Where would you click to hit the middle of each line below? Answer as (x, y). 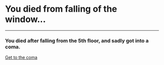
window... (26, 19)
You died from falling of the (61, 9)
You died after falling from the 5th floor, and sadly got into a (77, 41)
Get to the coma (21, 58)
